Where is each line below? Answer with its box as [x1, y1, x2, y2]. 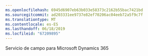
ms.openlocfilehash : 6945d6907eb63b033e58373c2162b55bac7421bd [5, 7, 143, 13]
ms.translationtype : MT [5, 17, 56, 22]
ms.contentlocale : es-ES [5, 21, 58, 27]
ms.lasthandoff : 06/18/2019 [5, 26, 66, 32]
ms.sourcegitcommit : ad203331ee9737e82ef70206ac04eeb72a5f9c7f [5, 12, 143, 17]
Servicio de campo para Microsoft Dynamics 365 [5, 45, 109, 51]
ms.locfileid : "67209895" [5, 31, 60, 36]
